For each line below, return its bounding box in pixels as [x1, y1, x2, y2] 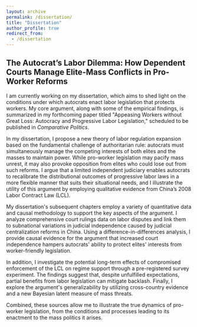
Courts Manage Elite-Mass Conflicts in [6, 67, 152, 77]
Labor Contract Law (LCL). [6, 192, 71, 199]
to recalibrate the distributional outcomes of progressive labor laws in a [6, 173, 179, 180]
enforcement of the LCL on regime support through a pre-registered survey [6, 264, 190, 272]
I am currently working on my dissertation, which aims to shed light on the [6, 92, 186, 99]
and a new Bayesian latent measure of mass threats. [6, 290, 133, 297]
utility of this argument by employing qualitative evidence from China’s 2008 [6, 185, 192, 192]
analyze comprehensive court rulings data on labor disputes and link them [6, 215, 186, 222]
